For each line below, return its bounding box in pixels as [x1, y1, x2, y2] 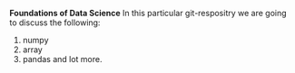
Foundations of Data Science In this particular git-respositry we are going [9, 8, 288, 18]
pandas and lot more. [22, 54, 103, 64]
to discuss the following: [9, 17, 101, 28]
